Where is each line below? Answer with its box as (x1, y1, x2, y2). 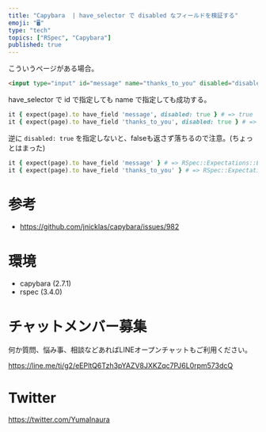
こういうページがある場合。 (8, 64, 99, 74)
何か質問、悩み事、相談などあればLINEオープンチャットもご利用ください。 (8, 345, 252, 354)
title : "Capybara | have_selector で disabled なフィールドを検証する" (8, 11, 239, 20)
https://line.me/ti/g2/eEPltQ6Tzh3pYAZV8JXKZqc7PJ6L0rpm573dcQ (8, 361, 234, 370)
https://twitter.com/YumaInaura (8, 415, 111, 424)
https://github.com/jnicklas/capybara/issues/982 (19, 222, 180, 232)
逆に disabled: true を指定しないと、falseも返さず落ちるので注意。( (8, 133, 233, 142)
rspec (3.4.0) (19, 287, 63, 297)
